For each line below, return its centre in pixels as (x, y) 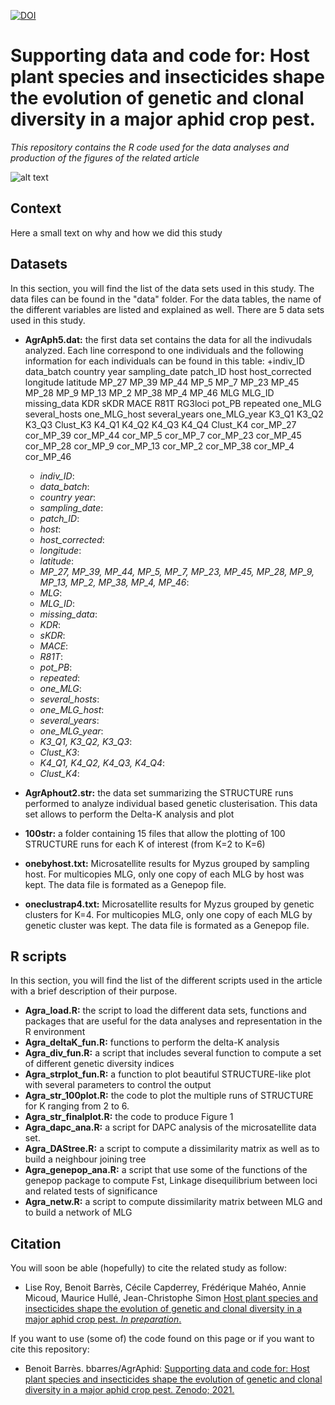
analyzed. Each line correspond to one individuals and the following (164, 350)
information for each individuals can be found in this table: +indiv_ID (165, 361)
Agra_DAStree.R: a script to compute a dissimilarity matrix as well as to (172, 1149)
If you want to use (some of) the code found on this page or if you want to (162, 1339)
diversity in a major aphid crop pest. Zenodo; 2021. (129, 1390)
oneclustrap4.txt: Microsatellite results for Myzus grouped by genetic (169, 904)
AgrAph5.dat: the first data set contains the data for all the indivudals (168, 339)
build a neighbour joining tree (85, 1159)
